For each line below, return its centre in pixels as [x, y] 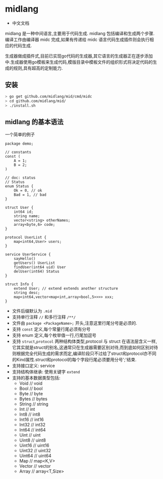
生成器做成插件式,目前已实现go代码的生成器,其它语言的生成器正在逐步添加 [79, 56]
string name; [27, 216]
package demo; [19, 144]
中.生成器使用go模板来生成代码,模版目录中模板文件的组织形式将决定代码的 [79, 62]
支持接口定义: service [33, 366]
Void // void [31, 384]
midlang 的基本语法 [34, 122]
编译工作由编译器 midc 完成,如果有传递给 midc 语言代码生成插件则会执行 [77, 39]
